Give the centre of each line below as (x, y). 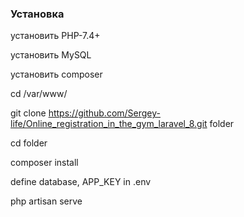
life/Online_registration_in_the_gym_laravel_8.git (109, 124)
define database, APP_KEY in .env (81, 182)
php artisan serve (46, 201)
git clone (28, 113)
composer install (44, 163)
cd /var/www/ (39, 94)
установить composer (56, 74)
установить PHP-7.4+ (55, 36)
